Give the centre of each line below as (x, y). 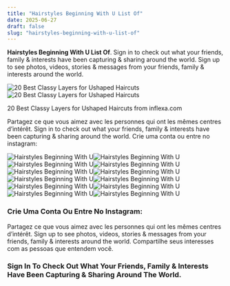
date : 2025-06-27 (32, 20)
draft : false (26, 26)
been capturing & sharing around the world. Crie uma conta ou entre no (108, 136)
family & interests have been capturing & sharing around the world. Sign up (114, 60)
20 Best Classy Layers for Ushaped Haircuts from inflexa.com (95, 108)
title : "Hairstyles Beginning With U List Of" (75, 13)
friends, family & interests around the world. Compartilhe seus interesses (111, 241)
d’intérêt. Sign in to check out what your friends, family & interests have (108, 129)
